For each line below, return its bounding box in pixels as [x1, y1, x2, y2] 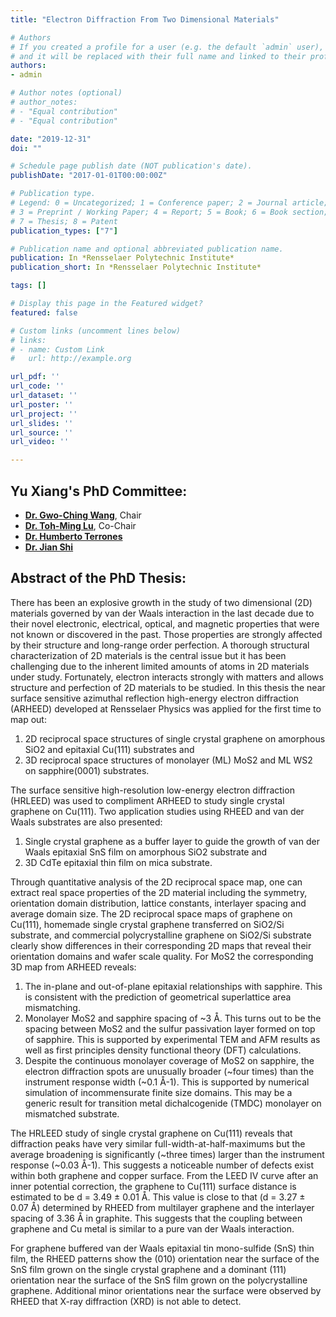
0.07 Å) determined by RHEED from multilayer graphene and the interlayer [10, 1201, 315, 1213]
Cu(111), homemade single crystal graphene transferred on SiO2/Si [10, 918, 285, 930]
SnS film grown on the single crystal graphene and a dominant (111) [10, 1263, 287, 1275]
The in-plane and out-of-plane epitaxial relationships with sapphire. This [24, 980, 323, 992]
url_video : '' [10, 437, 70, 447]
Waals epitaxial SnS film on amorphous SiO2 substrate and [24, 846, 268, 858]
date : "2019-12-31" [10, 134, 92, 144]
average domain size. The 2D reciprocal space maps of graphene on [10, 907, 293, 920]
